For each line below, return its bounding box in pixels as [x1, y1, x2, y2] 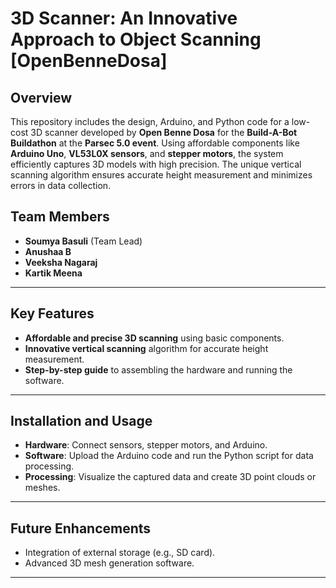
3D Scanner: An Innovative [10, 7, 238, 30]
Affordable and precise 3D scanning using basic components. [24, 332, 285, 344]
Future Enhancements [10, 520, 152, 537]
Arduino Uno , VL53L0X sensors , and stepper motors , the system [10, 148, 284, 159]
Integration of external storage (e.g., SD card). [24, 547, 216, 559]
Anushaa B [24, 245, 72, 257]
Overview [10, 89, 73, 106]
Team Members [10, 208, 110, 226]
